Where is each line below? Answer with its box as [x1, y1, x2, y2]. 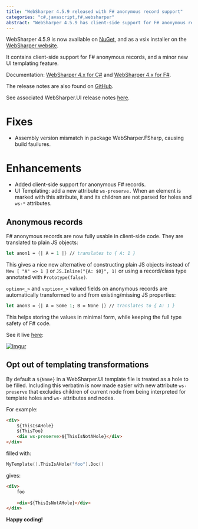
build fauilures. [14, 141, 51, 148]
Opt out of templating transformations [6, 360, 149, 370]
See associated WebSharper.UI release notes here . [6, 94, 130, 101]
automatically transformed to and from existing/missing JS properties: [6, 291, 176, 298]
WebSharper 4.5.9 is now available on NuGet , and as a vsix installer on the [6, 36, 187, 43]
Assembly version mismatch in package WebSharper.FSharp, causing [14, 134, 184, 142]
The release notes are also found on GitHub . [6, 83, 114, 90]
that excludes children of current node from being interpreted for [28, 388, 186, 395]
